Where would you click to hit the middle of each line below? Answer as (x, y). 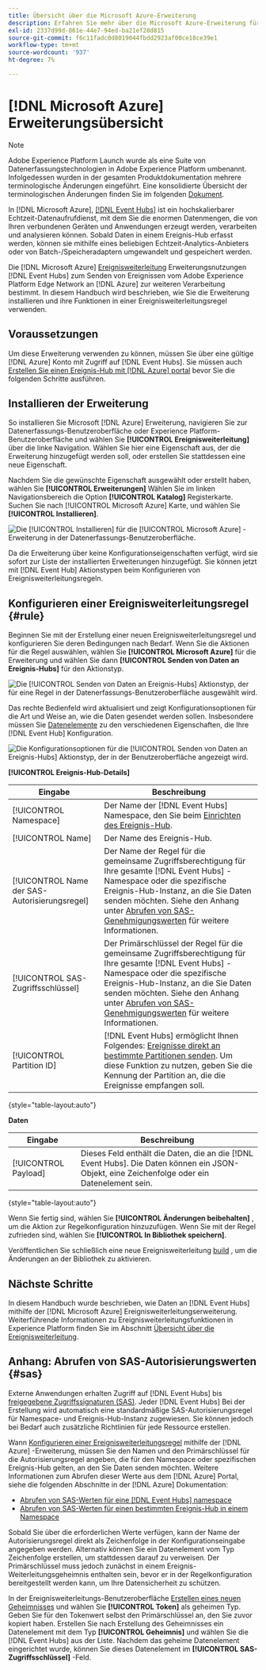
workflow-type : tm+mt (44, 45)
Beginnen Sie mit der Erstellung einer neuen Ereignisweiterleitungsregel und (132, 635)
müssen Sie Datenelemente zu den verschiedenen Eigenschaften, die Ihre (129, 725)
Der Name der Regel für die (155, 851)
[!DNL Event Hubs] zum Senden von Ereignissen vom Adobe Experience (126, 276)
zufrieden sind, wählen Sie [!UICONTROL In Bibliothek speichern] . (118, 1235)
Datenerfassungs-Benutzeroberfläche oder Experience (98, 431)
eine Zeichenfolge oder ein (160, 1174)
